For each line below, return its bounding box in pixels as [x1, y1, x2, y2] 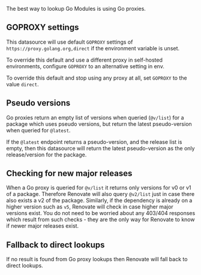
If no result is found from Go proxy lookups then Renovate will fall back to [6, 256, 188, 263]
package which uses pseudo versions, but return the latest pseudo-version [6, 120, 192, 128]
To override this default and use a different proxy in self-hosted [6, 56, 163, 64]
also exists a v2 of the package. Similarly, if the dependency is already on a [6, 197, 193, 204]
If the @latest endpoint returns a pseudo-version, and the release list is [6, 138, 182, 146]
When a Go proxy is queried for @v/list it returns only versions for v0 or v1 [6, 184, 191, 191]
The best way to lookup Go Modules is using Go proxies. [6, 5, 146, 12]
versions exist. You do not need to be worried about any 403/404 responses [6, 210, 196, 217]
